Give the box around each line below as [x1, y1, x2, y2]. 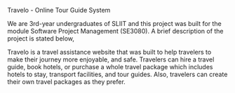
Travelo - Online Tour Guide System [7, 6, 111, 14]
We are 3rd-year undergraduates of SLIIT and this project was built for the [7, 20, 222, 27]
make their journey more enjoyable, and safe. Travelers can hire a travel [7, 55, 215, 64]
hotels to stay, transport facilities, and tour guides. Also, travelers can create [7, 70, 228, 78]
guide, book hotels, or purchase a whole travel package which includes [7, 63, 213, 71]
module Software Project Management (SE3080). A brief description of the [7, 27, 224, 35]
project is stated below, [7, 34, 75, 43]
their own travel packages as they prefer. [7, 78, 126, 86]
